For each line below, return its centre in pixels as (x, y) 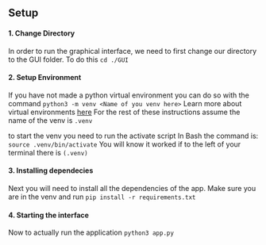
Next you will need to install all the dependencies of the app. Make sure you (132, 188)
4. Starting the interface (49, 215)
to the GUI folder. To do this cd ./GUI (68, 59)
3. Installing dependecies (51, 170)
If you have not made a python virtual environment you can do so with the (129, 95)
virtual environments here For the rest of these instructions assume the (124, 112)
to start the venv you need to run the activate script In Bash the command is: (133, 136)
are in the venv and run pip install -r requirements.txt (102, 197)
